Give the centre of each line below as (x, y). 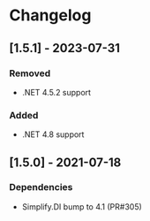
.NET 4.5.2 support (56, 92)
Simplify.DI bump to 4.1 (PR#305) (82, 206)
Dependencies (41, 187)
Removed (30, 73)
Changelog (50, 15)
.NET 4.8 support (53, 134)
